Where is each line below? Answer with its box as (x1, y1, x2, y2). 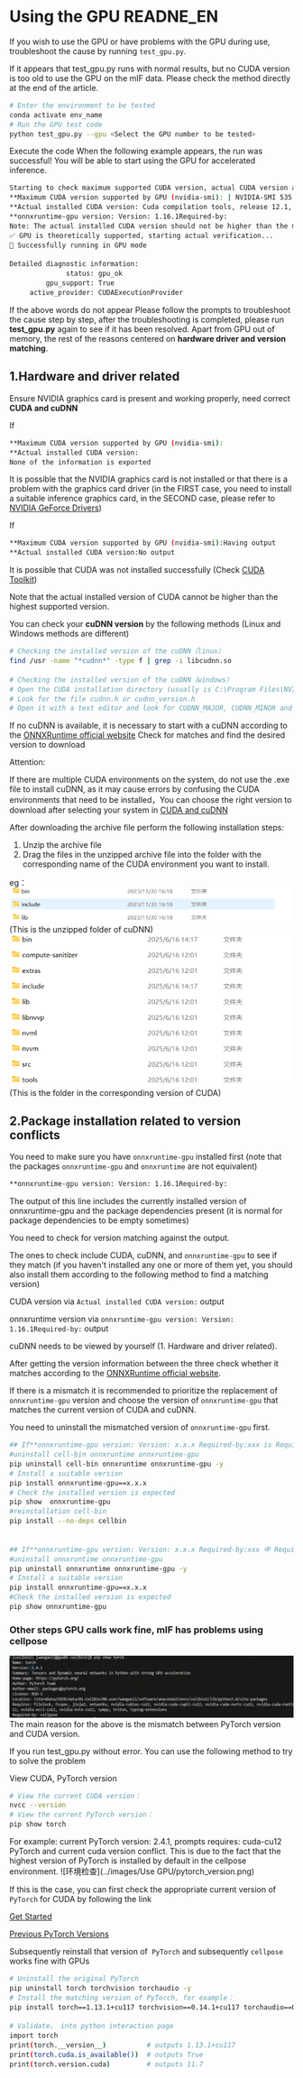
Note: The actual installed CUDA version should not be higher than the (9, 221, 289, 231)
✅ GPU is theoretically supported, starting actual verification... (9, 231, 274, 240)
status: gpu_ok (66, 269, 124, 279)
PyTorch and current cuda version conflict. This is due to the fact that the (9, 1846, 281, 1857)
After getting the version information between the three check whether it (9, 1358, 280, 1369)
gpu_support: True (45, 279, 115, 288)
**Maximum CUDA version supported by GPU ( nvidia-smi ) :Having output (9, 538, 277, 547)
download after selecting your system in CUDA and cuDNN (9, 805, 228, 815)
